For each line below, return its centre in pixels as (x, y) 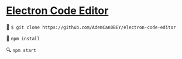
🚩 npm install (23, 38)
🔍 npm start (21, 50)
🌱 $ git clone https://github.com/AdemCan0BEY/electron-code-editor (91, 27)
